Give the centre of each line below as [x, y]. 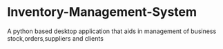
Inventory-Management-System [102, 12]
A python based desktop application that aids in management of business [112, 31]
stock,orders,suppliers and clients [55, 38]
